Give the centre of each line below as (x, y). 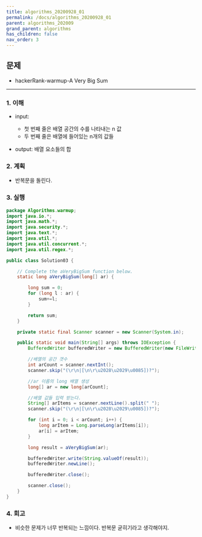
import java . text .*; (32, 233)
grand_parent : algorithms (38, 29)
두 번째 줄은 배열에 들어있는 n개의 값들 (69, 137)
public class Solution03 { (40, 260)
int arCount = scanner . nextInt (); (71, 365)
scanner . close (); (49, 486)
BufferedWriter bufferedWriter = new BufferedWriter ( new (100, 349)
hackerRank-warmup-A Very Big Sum (61, 80)
